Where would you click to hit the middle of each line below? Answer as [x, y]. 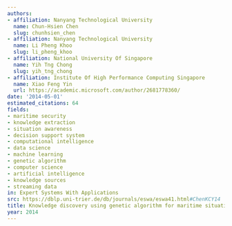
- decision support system [46, 135]
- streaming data [32, 187]
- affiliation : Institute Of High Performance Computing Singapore [106, 78]
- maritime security [37, 116]
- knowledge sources [37, 180]
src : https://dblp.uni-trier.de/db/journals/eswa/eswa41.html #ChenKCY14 [114, 199]
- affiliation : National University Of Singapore [80, 59]
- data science [29, 148]
